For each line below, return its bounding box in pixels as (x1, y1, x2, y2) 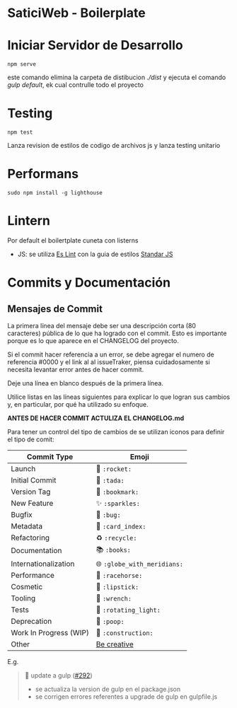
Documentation (11, 546, 62, 556)
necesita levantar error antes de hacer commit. (7, 365, 144, 373)
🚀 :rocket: (96, 463, 132, 473)
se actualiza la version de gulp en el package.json (35, 685, 181, 693)
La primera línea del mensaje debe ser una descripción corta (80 (7, 321, 197, 330)
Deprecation (11, 616, 52, 626)
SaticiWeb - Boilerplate (7, 5, 146, 21)
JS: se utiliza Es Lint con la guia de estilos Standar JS (17, 250, 173, 258)
